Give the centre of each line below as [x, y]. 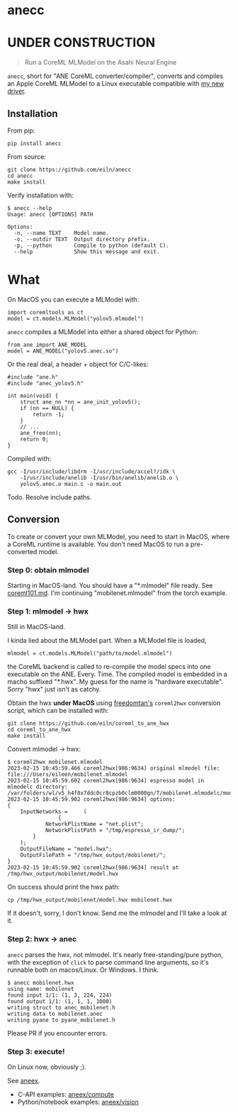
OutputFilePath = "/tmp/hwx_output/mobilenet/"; [93, 855]
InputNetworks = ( [53, 812]
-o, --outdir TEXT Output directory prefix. [82, 239]
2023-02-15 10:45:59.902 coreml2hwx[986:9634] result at [93, 868]
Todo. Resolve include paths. [50, 497]
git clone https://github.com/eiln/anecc [69, 170]
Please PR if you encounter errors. [57, 1033]
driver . [17, 92]
